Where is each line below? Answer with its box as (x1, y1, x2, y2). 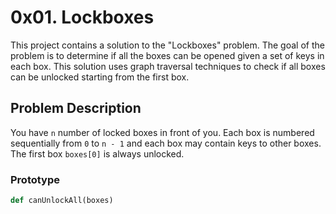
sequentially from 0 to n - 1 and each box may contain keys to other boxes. (10, 137, 322, 149)
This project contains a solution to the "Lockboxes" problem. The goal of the (10, 39, 325, 51)
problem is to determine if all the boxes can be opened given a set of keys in (10, 49, 325, 61)
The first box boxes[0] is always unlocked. (10, 147, 185, 160)
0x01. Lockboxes (10, 6, 155, 29)
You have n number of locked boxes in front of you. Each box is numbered (10, 126, 315, 138)
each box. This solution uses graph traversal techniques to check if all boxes (10, 60, 326, 72)
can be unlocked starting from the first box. (10, 71, 190, 83)
